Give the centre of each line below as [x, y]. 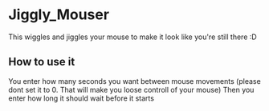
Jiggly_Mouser [59, 15]
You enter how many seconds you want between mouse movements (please [134, 81]
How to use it [42, 62]
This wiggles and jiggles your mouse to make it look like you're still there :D [132, 37]
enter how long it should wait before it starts [82, 98]
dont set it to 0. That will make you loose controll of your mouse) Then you [131, 89]
